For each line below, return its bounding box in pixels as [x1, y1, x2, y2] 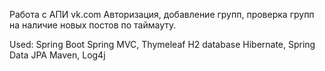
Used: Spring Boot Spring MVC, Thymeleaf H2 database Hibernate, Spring [9, 39, 316, 50]
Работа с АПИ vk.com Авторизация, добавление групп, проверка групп [9, 9, 315, 20]
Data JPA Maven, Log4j [9, 49, 106, 61]
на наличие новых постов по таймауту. [9, 19, 177, 31]
